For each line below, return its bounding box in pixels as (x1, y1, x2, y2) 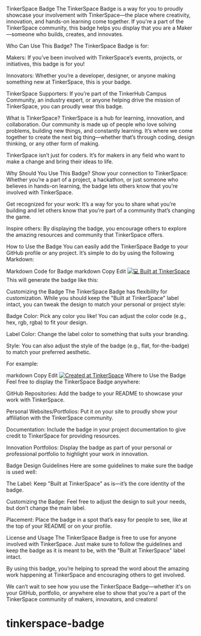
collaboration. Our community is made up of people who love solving (6, 121, 177, 128)
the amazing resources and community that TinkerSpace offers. (6, 231, 164, 238)
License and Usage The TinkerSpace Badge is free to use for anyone (6, 534, 177, 541)
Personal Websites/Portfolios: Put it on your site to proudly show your (6, 408, 178, 415)
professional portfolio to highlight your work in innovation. (6, 450, 149, 457)
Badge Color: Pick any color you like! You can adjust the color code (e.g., (6, 313, 187, 319)
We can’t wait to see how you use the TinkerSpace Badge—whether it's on (6, 583, 191, 590)
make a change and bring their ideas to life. (6, 158, 113, 165)
